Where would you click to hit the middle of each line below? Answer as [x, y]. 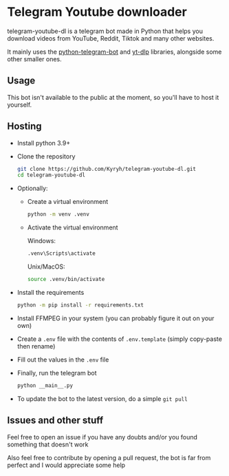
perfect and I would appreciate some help [66, 465]
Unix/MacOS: [46, 267]
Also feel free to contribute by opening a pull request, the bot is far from [109, 457]
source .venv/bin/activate [66, 280]
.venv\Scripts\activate [62, 253]
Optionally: [32, 188]
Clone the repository [46, 156]
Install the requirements [51, 292]
